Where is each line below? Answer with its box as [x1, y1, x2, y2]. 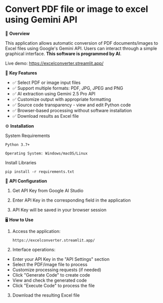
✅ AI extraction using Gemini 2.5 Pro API [12, 90, 95, 96]
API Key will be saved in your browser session [12, 207, 107, 213]
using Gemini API [5, 14, 78, 25]
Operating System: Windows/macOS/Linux [5, 151, 88, 156]
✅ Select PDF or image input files [12, 79, 81, 85]
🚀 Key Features [5, 70, 37, 76]
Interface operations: [12, 246, 56, 252]
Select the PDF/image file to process [12, 261, 88, 267]
